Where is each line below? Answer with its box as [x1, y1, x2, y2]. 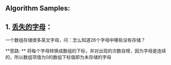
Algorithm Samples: [5, 4, 71, 13]
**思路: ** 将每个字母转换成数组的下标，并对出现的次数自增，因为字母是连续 [5, 48, 166, 54]
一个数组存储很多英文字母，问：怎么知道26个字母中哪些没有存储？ [5, 37, 146, 43]
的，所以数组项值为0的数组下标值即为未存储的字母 [5, 54, 112, 60]
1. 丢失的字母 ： [5, 22, 53, 31]
